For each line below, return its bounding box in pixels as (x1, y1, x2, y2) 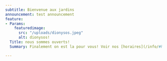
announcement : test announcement (5, 12, 75, 17)
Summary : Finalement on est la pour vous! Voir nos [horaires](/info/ (9, 44, 159, 49)
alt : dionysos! (18, 35, 50, 40)
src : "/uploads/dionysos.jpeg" (18, 30, 83, 35)
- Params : (5, 21, 26, 26)
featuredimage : (14, 26, 46, 31)
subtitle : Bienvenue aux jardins (5, 7, 75, 12)
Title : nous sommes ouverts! (9, 40, 70, 45)
